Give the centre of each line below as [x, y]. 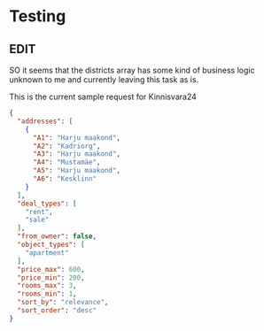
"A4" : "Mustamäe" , [66, 162]
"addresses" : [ [45, 121]
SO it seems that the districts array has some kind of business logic [132, 70]
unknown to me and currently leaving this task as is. [104, 80]
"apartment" [47, 253]
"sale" [37, 220]
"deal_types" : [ [47, 204]
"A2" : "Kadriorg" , [66, 146]
